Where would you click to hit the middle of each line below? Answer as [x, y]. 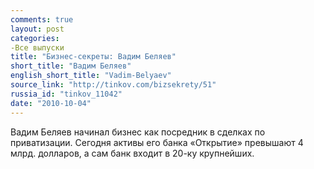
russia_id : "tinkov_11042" [66, 94]
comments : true [42, 19]
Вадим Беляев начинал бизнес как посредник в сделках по [138, 132]
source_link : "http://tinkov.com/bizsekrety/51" [113, 85]
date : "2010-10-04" [51, 103]
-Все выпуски [37, 47]
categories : [35, 38]
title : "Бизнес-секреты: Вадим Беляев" [93, 57]
